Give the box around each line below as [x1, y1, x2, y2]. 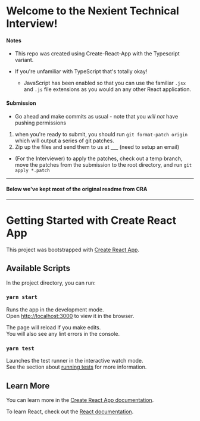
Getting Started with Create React [6, 213, 177, 227]
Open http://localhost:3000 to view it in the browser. [6, 312, 135, 319]
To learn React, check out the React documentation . [6, 408, 134, 415]
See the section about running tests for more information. [6, 363, 147, 370]
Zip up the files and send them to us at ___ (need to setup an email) [14, 143, 180, 150]
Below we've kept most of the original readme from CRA [6, 186, 148, 193]
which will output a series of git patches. [14, 137, 114, 144]
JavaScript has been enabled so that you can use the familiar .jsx [23, 79, 186, 87]
